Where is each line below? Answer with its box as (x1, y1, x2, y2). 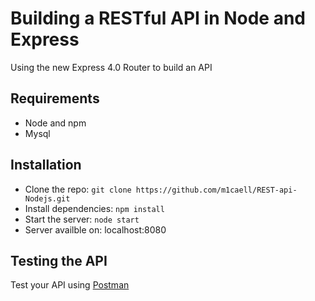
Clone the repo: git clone (24, 183, 132, 195)
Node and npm (24, 117, 87, 129)
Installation (10, 157, 82, 174)
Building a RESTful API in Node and (10, 7, 307, 30)
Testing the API (10, 252, 108, 269)
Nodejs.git (24, 193, 71, 204)
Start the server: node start (24, 213, 140, 225)
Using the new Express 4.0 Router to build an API (10, 61, 213, 73)
